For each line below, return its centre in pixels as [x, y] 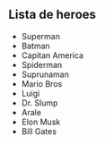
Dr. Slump [39, 103]
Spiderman [42, 64]
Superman [40, 36]
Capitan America [52, 55]
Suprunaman [45, 74]
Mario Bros [42, 83]
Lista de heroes [52, 15]
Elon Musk [41, 122]
